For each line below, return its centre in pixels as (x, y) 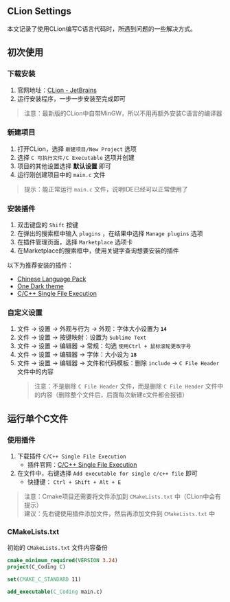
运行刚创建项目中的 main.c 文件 (61, 174)
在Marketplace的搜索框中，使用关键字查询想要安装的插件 (98, 251)
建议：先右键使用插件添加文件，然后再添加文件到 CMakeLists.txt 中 (119, 513)
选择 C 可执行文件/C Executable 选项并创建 (76, 157)
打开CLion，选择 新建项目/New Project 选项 (77, 149)
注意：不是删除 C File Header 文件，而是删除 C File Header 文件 (126, 386)
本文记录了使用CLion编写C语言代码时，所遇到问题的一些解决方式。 (102, 28)
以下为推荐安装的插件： (40, 265)
